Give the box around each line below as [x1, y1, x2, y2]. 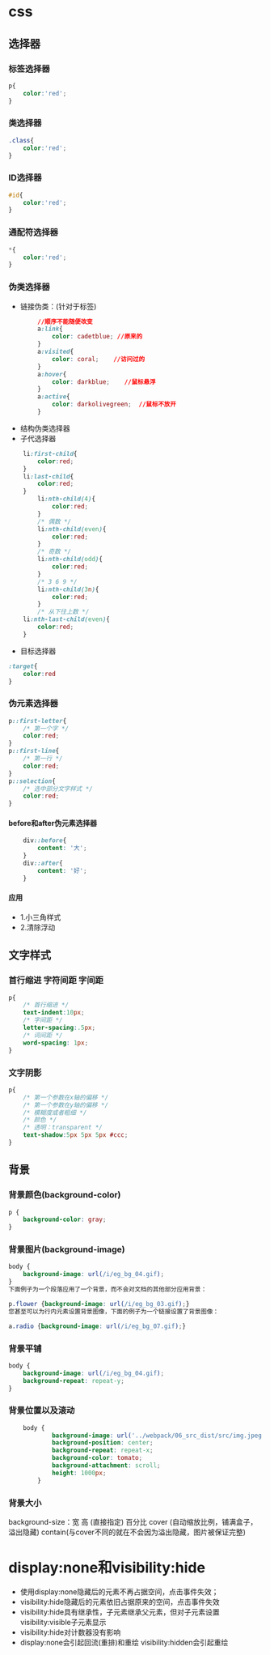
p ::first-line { [8, 747, 60, 755]
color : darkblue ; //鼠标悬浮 [51, 377, 156, 386]
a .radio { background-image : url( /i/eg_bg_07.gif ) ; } [8, 1322, 186, 1330]
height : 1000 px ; [51, 1469, 107, 1477]
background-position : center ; [51, 1439, 154, 1447]
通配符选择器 [8, 227, 59, 238]
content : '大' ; [37, 845, 87, 853]
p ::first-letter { [8, 717, 67, 725]
